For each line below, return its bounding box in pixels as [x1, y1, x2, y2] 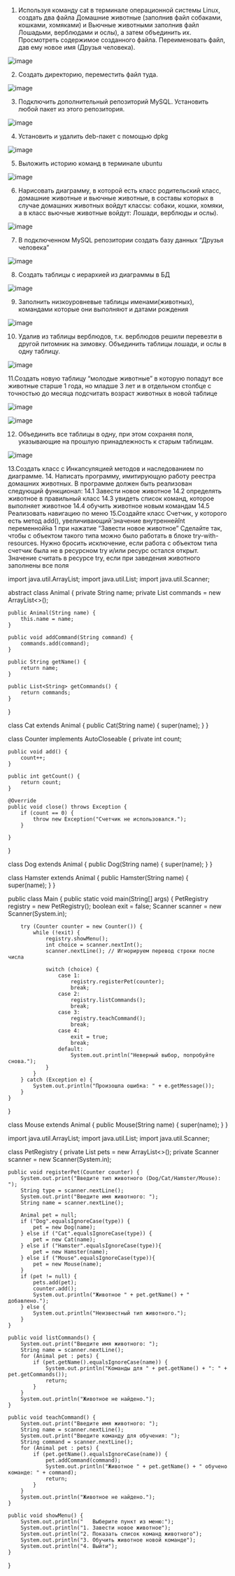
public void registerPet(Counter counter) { [8, 1169, 140, 1176]
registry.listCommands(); [70, 996, 146, 1003]
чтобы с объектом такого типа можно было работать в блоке [8, 532, 192, 540]
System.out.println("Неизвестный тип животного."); [33, 1310, 187, 1317]
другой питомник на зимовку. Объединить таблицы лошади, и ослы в [17, 340, 227, 348]
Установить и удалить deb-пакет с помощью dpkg [17, 132, 169, 140]
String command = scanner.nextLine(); [20, 1439, 134, 1446]
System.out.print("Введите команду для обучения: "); [20, 1432, 180, 1439]
